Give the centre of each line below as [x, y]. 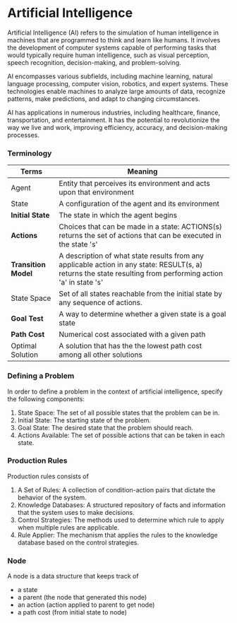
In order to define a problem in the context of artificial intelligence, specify [115, 391]
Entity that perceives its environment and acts [134, 184]
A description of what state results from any [132, 256]
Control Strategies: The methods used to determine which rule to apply [121, 520]
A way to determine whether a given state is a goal [142, 314]
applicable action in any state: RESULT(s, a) [131, 265]
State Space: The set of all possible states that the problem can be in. [119, 413]
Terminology [30, 153]
